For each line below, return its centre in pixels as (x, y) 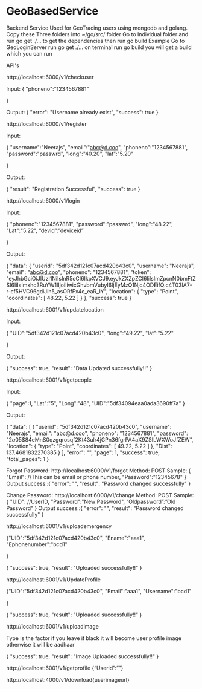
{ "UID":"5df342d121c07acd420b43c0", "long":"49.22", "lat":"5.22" (90, 333)
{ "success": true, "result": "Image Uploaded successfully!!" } (83, 656)
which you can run (29, 53)
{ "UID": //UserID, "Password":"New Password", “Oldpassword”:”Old (91, 501)
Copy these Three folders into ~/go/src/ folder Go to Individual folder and (97, 34)
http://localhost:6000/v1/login (43, 200)
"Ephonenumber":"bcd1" (37, 544)
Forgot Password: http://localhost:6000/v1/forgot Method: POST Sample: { (99, 471)
